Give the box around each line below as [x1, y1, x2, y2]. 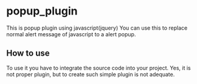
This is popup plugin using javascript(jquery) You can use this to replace [6, 24, 188, 31]
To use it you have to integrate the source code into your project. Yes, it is [6, 64, 191, 71]
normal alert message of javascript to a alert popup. [6, 30, 136, 37]
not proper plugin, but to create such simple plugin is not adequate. [6, 71, 175, 78]
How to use [6, 48, 50, 59]
